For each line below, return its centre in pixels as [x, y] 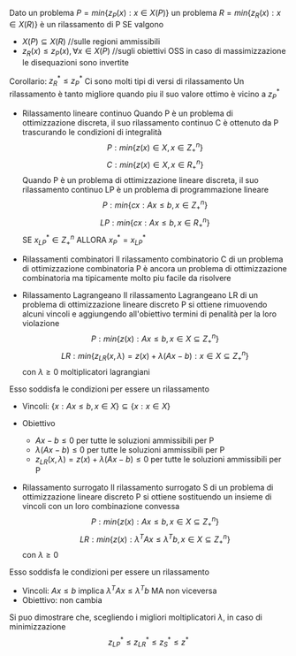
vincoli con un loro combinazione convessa [101, 507]
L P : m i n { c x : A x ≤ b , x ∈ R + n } [155, 223]
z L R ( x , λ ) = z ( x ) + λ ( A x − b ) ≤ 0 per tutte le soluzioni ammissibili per [158, 460]
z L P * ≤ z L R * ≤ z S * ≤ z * [148, 642]
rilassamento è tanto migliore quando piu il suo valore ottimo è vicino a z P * [144, 94]
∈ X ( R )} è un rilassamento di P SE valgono [87, 24]
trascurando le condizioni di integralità [91, 132]
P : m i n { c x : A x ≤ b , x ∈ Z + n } [155, 205]
